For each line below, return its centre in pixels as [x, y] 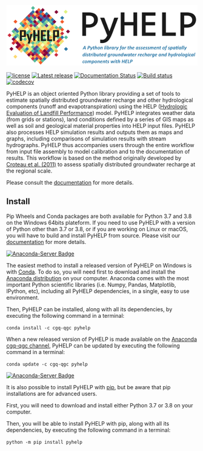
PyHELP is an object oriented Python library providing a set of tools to [93, 93]
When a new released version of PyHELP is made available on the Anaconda [102, 339]
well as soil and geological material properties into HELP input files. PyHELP [101, 125]
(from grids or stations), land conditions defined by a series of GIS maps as [100, 119]
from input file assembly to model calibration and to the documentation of [98, 151]
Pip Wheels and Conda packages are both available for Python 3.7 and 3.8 [99, 216]
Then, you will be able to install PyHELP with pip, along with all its [88, 423]
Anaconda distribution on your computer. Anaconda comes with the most [98, 278]
